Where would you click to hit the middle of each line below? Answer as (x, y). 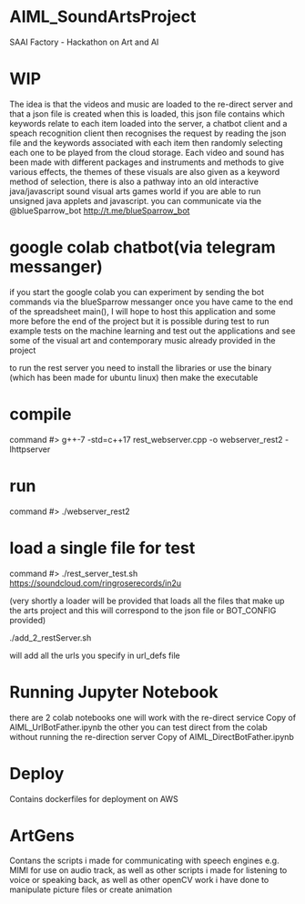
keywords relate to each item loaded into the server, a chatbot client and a (148, 123)
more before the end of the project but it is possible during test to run (140, 321)
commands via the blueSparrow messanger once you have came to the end (151, 302)
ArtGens (42, 835)
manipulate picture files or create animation (91, 889)
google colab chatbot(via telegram (142, 247)
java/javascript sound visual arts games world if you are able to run (135, 191)
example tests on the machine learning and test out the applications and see (152, 331)
